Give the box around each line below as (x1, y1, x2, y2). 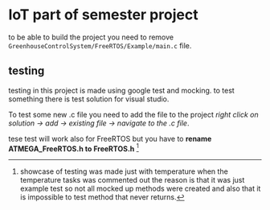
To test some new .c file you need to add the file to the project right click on (8, 109, 259, 119)
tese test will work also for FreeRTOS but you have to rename (8, 134, 212, 143)
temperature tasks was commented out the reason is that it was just (19, 175, 245, 185)
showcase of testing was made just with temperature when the (19, 167, 229, 176)
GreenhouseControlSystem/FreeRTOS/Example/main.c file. (8, 40, 192, 50)
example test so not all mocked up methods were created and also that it (19, 183, 261, 194)
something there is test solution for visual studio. (8, 94, 170, 104)
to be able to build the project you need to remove (8, 32, 174, 42)
